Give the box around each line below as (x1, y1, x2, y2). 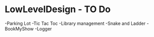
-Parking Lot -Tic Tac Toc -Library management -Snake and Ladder (5, 20, 146, 26)
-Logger (34, 25, 52, 31)
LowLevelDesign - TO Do (5, 4, 111, 15)
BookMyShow (5, 25, 34, 31)
